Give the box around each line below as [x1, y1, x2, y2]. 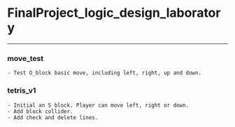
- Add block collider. [7, 107, 73, 115]
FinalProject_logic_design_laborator [7, 5, 221, 21]
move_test [7, 53, 44, 63]
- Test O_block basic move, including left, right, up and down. [7, 69, 201, 76]
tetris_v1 [7, 86, 36, 95]
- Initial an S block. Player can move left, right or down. [7, 102, 190, 109]
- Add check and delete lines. [7, 114, 99, 121]
